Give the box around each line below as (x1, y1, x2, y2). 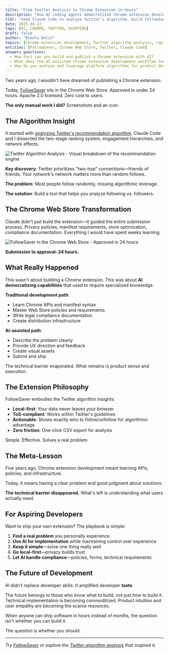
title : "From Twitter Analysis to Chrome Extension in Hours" (5, 7, 138, 13)
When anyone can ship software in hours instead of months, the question (5, 612, 157, 618)
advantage (12, 422, 35, 428)
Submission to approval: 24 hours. (5, 249, 79, 255)
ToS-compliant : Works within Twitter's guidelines (12, 411, 116, 417)
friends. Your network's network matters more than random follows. (5, 171, 146, 177)
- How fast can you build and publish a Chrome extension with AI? (10, 54, 154, 59)
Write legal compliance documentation (12, 312, 93, 318)
